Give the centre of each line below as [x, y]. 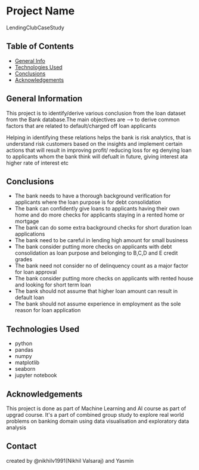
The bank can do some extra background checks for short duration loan [103, 228]
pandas [24, 350]
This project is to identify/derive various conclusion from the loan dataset [96, 113]
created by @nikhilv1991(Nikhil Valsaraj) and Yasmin [70, 460]
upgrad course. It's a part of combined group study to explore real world [95, 415]
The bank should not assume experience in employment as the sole [98, 304]
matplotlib [27, 362]
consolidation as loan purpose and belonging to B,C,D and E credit [96, 253]
